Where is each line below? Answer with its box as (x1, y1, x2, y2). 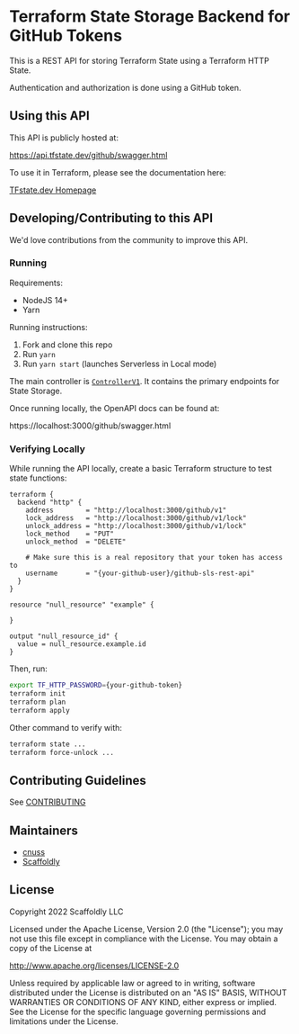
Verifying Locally (9, 443, 85, 455)
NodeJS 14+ (22, 294, 69, 305)
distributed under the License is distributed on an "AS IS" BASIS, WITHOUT (9, 987, 287, 998)
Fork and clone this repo (22, 339, 113, 350)
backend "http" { (17, 498, 83, 508)
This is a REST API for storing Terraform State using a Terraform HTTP (9, 55, 269, 66)
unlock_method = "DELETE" (25, 537, 127, 546)
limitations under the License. (9, 1015, 119, 1027)
